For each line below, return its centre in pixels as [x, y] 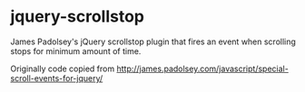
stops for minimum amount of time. [76, 51]
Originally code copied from [63, 69]
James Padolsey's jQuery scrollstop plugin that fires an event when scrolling [153, 41]
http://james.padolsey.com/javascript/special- [202, 69]
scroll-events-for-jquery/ [57, 78]
